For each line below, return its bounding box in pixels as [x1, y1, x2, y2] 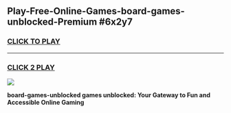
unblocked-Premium [7, 16, 98, 28]
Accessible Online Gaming [7, 98, 85, 106]
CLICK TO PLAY [7, 37, 60, 47]
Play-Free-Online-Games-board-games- [7, 5, 186, 17]
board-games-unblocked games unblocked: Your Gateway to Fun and [7, 90, 211, 99]
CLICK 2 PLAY [7, 62, 55, 72]
